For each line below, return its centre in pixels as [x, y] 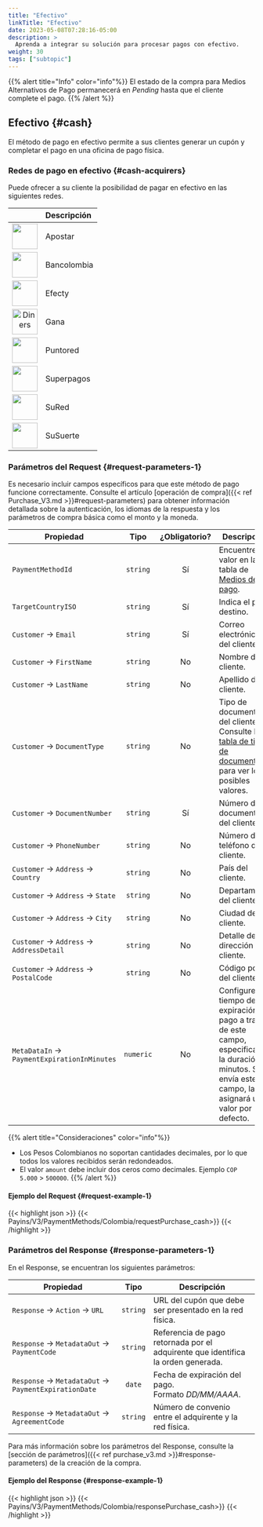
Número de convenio [192, 1407]
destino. [234, 612]
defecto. [234, 1118]
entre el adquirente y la [195, 1416]
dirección [236, 945]
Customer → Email [44, 634]
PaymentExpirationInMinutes [64, 1059]
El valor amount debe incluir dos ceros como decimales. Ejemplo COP [128, 1170]
